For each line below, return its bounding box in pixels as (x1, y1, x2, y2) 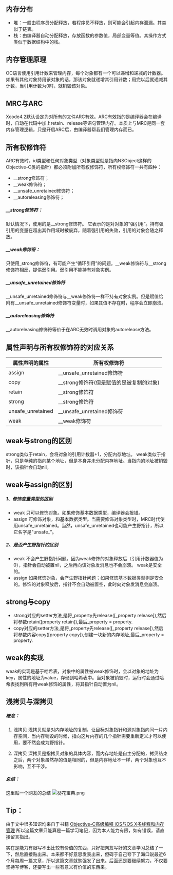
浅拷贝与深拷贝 (6, 697, 53, 706)
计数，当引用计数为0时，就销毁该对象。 (6, 83, 90, 89)
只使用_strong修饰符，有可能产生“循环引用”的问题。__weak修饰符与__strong (6, 260, 166, 267)
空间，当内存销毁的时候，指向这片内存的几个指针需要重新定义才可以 (17, 733, 162, 739)
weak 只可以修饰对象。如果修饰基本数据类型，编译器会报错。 (13, 510, 143, 516)
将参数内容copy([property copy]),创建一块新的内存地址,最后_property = (13, 631, 164, 638)
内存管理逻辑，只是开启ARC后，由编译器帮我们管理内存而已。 (6, 126, 137, 132)
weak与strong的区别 (6, 436, 72, 445)
